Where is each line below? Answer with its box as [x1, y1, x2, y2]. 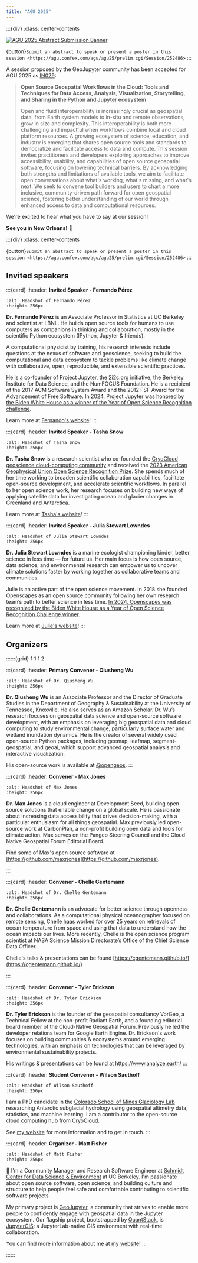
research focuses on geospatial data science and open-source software [6, 713, 181, 720]
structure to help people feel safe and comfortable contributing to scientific [6, 1186, 189, 1193]
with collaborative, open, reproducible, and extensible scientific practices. [6, 362, 186, 370]
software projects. [6, 1192, 51, 1199]
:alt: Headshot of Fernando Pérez [6, 298, 91, 304]
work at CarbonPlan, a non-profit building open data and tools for [24, 825, 183, 833]
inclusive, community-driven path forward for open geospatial [20, 189, 171, 196]
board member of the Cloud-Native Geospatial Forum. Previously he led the [6, 1024, 190, 1031]
